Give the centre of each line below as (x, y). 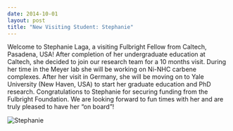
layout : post (26, 20)
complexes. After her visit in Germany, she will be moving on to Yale (106, 77)
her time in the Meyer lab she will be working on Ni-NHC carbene (102, 69)
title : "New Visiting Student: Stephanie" (70, 27)
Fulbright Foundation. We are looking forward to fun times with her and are (115, 99)
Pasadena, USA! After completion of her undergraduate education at (106, 54)
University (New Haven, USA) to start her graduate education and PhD (109, 85)
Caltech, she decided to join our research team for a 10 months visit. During (117, 62)
